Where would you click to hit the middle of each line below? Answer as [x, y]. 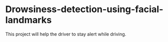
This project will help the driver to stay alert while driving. [66, 34]
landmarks [29, 20]
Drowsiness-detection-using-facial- [85, 9]
